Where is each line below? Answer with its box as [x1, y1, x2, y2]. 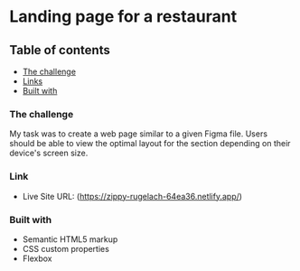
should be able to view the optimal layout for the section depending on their [9, 138, 291, 149]
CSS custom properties [22, 243, 110, 254]
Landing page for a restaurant [9, 6, 238, 27]
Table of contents [9, 42, 110, 58]
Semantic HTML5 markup [22, 233, 118, 245]
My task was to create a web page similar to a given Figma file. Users [9, 128, 268, 139]
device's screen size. [9, 147, 89, 159]
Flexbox [22, 253, 52, 264]
